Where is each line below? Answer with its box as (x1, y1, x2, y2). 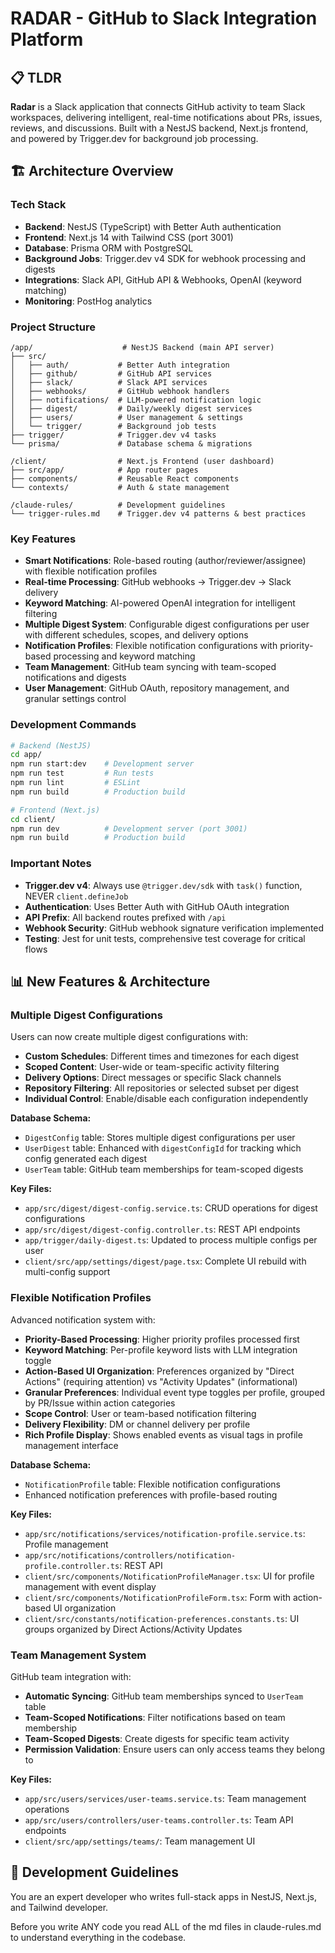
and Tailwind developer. (10, 1901, 109, 1913)
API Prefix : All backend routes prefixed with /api (24, 911, 227, 923)
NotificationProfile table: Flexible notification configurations (24, 1478, 282, 1490)
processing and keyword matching (53, 650, 196, 662)
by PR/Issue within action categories (24, 1397, 176, 1409)
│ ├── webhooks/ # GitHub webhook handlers (10, 386, 230, 396)
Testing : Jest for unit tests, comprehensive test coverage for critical (24, 932, 306, 944)
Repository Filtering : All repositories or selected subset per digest (24, 1082, 300, 1094)
